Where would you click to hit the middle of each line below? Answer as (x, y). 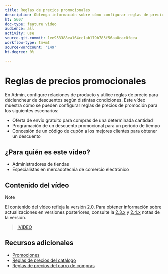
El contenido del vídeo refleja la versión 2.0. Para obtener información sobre (83, 207)
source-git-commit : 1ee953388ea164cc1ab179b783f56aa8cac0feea (71, 38)
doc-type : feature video (31, 24)
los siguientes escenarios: (32, 111)
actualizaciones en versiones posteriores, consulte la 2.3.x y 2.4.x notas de (83, 212)
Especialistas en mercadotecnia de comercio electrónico (71, 170)
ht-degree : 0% (20, 52)
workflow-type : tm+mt (28, 43)
